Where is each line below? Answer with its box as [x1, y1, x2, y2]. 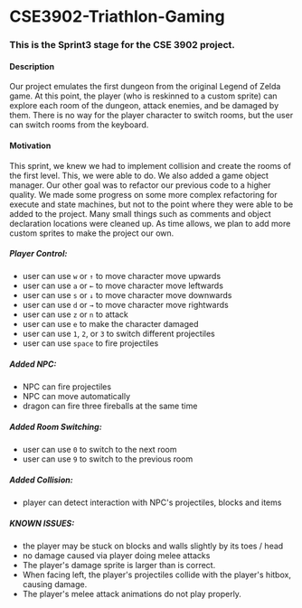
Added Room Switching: [9, 422, 102, 433]
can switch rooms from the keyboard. [9, 119, 149, 130]
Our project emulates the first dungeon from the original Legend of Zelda [9, 81, 281, 92]
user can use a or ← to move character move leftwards [22, 280, 224, 291]
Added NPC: [9, 359, 57, 369]
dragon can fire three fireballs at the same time [22, 400, 198, 412]
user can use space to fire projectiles [22, 338, 159, 349]
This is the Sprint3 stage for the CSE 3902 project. [9, 39, 235, 51]
